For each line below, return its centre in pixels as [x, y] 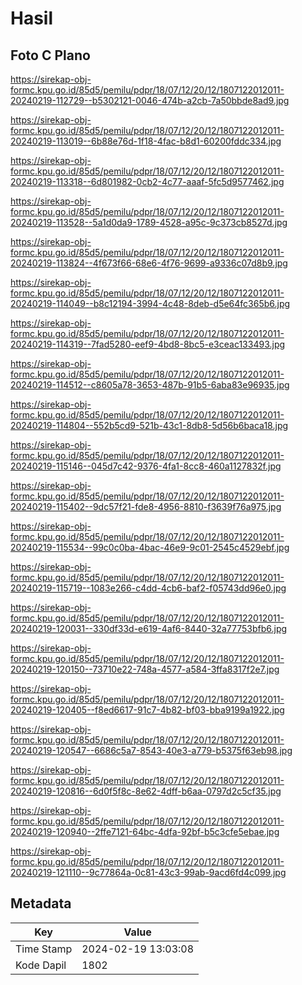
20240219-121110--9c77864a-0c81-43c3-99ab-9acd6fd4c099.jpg [148, 872]
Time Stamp [44, 949]
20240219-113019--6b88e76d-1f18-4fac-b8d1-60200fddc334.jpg [146, 141]
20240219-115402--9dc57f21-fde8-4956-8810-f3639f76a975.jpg [146, 506]
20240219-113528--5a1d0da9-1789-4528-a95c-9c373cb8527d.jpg [149, 222]
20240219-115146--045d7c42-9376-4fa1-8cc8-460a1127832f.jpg [146, 466]
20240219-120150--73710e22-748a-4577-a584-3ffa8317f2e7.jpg [145, 669]
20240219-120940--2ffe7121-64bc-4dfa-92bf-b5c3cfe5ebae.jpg [145, 831]
